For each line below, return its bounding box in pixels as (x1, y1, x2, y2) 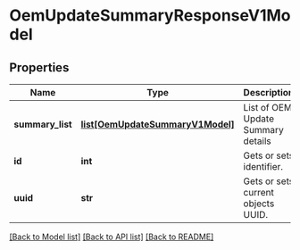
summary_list (13, 118, 73, 130)
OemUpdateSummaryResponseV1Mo (9, 5, 291, 26)
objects (243, 197, 275, 210)
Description (243, 87, 295, 98)
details (243, 135, 271, 147)
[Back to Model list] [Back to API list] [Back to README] (9, 231, 214, 242)
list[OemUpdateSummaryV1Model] (80, 118, 235, 130)
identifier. (243, 161, 284, 172)
